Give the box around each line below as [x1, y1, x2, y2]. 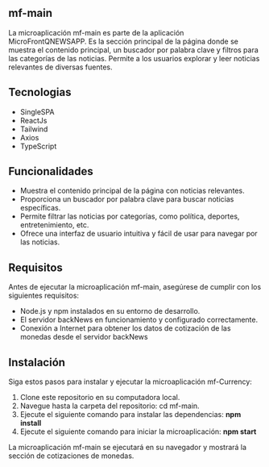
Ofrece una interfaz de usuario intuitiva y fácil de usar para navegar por [19, 229, 258, 239]
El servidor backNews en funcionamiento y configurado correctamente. [19, 315, 259, 325]
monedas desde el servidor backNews [19, 332, 148, 342]
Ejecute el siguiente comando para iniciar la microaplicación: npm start [19, 427, 257, 436]
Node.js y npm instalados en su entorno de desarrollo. [19, 306, 201, 316]
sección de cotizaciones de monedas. [8, 451, 134, 461]
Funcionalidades [8, 165, 94, 178]
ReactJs [19, 115, 48, 125]
